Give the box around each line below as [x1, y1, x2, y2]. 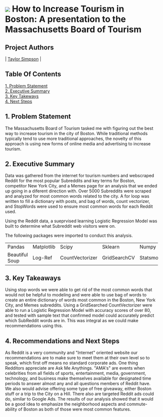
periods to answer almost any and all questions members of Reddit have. [5, 381, 151, 386]
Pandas [7, 244, 25, 250]
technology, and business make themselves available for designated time [5, 375, 151, 381]
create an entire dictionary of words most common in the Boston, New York [5, 297, 156, 303]
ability [5, 406, 17, 412]
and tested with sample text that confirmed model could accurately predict [5, 312, 154, 318]
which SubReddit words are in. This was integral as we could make [5, 318, 139, 324]
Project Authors [5, 43, 54, 51]
